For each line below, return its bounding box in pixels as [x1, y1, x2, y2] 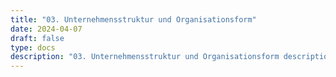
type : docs [10, 42, 56, 53]
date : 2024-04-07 [10, 24, 83, 34]
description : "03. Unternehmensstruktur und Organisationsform [10, 52, 280, 62]
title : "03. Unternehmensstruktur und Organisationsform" [10, 14, 257, 25]
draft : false [10, 33, 65, 43]
